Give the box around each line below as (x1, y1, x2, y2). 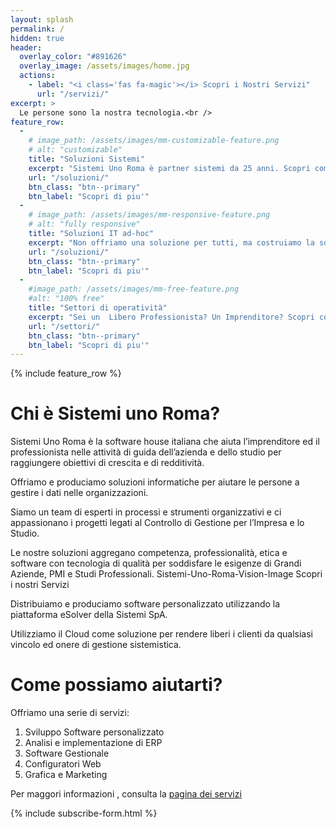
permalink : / (10, 24, 65, 34)
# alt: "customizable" (28, 145, 123, 155)
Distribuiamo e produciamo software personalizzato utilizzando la (10, 598, 281, 610)
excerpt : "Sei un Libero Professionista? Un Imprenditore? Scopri (28, 312, 315, 322)
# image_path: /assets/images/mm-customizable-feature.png (28, 136, 280, 146)
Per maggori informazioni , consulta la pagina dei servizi (10, 788, 242, 800)
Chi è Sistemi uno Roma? (10, 402, 221, 425)
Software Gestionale (24, 747, 110, 760)
